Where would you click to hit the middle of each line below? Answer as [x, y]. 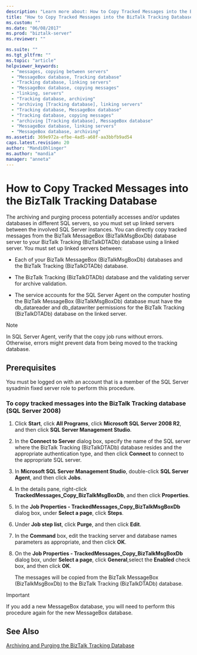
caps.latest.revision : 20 [38, 143]
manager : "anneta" [28, 159]
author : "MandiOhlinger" [36, 148]
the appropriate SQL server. [48, 460]
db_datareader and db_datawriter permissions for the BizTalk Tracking [99, 307]
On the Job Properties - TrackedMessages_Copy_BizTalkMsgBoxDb [99, 554]
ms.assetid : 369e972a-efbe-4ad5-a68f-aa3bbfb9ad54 [69, 137]
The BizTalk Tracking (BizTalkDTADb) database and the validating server [102, 277]
